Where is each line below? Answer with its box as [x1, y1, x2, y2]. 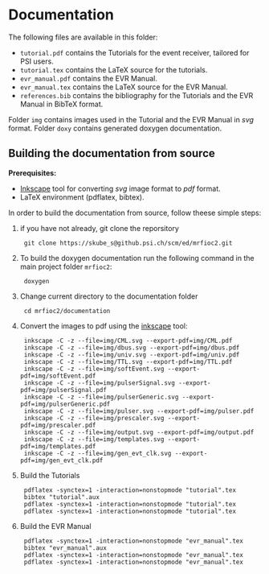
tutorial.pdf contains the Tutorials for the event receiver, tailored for [19, 47, 250, 57]
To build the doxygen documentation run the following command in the [19, 253, 255, 262]
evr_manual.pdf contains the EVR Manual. [19, 73, 158, 83]
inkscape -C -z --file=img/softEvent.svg [23, 365, 165, 373]
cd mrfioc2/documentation [23, 307, 111, 315]
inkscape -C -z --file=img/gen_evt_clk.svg [23, 449, 172, 457]
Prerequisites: [8, 167, 57, 178]
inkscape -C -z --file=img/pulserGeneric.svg [23, 393, 179, 401]
